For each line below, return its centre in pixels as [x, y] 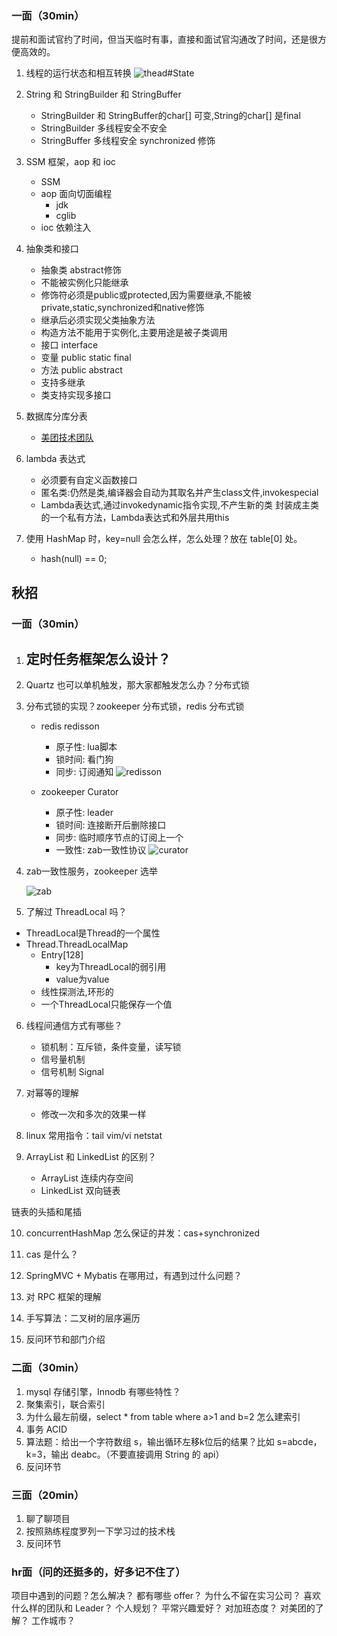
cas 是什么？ [52, 1254]
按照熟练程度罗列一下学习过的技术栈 [100, 1531]
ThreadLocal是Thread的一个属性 [93, 933]
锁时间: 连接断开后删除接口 [111, 825]
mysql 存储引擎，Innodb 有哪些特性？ [103, 1391]
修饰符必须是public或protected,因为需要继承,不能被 [146, 295]
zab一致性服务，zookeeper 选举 [91, 871]
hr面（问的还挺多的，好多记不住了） [98, 1572]
